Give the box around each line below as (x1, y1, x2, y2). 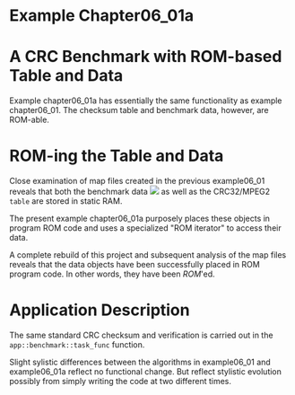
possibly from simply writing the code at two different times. (9, 376, 231, 386)
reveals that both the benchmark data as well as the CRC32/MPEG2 (9, 186, 271, 197)
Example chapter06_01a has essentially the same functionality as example (9, 95, 282, 106)
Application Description (9, 300, 190, 320)
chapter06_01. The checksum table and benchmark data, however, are (9, 105, 269, 116)
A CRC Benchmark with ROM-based (9, 47, 282, 67)
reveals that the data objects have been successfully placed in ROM (9, 259, 260, 270)
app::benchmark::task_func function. (9, 339, 145, 350)
